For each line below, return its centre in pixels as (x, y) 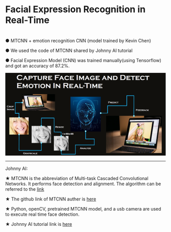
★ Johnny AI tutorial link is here (39, 224)
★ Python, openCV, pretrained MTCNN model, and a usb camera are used (83, 209)
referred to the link (25, 189)
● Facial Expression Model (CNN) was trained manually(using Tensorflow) (83, 61)
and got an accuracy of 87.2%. (37, 66)
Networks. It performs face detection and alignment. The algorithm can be (83, 184)
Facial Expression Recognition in (76, 9)
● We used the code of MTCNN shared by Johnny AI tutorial (69, 51)
